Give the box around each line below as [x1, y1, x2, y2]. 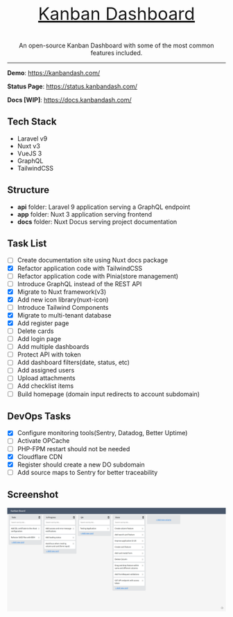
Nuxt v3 [17, 141, 40, 150]
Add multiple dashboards [17, 343, 89, 351]
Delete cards [17, 327, 54, 335]
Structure [7, 184, 50, 196]
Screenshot [7, 489, 59, 501]
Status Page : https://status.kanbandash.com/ [7, 82, 137, 91]
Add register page [17, 319, 69, 327]
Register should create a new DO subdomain [17, 460, 146, 469]
